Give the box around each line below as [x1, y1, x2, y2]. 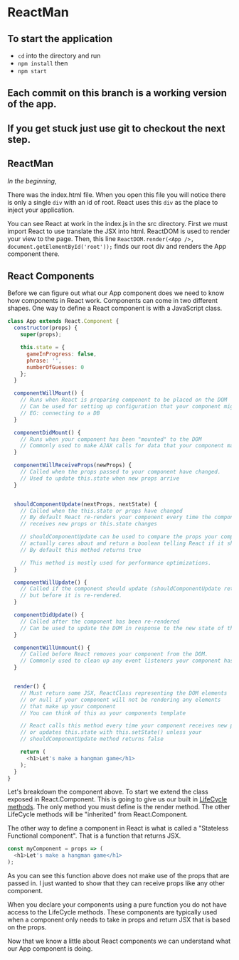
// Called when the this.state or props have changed [20, 507, 183, 514]
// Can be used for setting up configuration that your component [20, 403, 221, 410]
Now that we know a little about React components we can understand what [7, 937, 231, 946]
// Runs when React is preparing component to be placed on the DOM [20, 396, 228, 404]
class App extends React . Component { [7, 318, 119, 325]
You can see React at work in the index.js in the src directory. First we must [7, 219, 228, 228]
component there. [7, 250, 60, 258]
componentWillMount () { [14, 390, 84, 397]
